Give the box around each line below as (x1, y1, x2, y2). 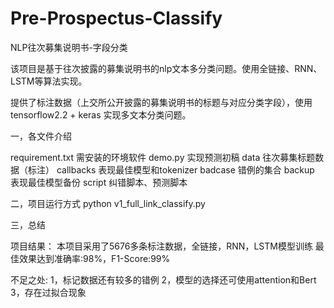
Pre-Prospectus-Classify (10, 7, 223, 30)
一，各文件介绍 (10, 130, 72, 142)
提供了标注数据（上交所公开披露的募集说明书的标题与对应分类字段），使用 (10, 96, 313, 108)
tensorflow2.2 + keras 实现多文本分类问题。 (10, 108, 192, 121)
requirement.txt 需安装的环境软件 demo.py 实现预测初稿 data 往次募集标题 (10, 151, 316, 163)
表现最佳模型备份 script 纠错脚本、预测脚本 (10, 176, 188, 188)
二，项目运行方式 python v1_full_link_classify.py (10, 197, 206, 209)
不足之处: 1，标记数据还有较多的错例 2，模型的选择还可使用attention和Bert (10, 273, 317, 286)
